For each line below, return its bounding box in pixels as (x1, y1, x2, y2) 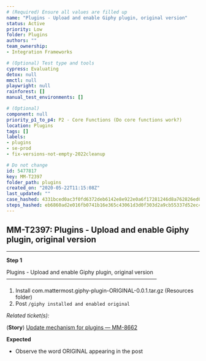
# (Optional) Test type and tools (6, 60, 95, 66)
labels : (6, 134, 26, 140)
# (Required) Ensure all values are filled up (6, 9, 128, 15)
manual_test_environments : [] (6, 95, 84, 101)
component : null (6, 111, 48, 117)
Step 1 (6, 256, 23, 264)
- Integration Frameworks (6, 49, 72, 55)
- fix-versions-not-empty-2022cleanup (6, 151, 105, 157)
